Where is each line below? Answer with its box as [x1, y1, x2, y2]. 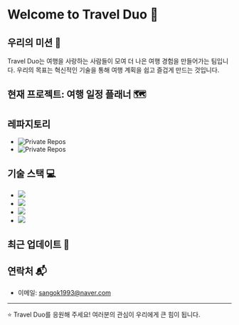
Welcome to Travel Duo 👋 [7, 6, 159, 23]
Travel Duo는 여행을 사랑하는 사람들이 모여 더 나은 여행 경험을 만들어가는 [7, 57, 210, 65]
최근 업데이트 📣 [7, 239, 70, 251]
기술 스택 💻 [7, 167, 56, 180]
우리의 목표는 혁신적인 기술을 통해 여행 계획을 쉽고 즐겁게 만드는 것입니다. [16, 66, 220, 74]
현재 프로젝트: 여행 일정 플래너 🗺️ [7, 88, 147, 100]
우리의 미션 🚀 [7, 36, 62, 48]
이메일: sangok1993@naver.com [17, 289, 112, 297]
